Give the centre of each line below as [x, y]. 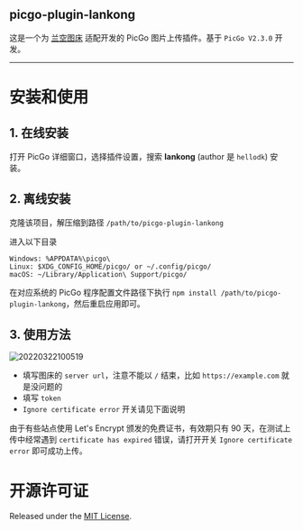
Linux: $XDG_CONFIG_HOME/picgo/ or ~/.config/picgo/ [110, 266]
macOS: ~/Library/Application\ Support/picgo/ [98, 274]
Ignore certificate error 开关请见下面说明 [104, 409]
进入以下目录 [33, 242]
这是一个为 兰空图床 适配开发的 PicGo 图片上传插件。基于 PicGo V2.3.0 [141, 37]
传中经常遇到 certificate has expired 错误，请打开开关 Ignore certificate [151, 440]
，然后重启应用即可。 [106, 303]
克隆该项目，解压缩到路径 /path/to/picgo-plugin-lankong [116, 222]
